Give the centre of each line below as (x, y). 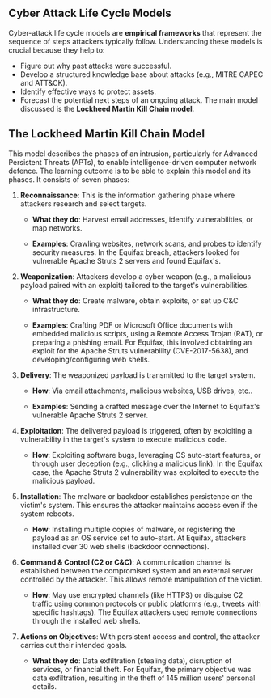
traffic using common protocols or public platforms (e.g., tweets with (146, 603)
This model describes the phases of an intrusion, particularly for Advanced (133, 154)
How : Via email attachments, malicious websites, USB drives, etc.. (142, 391)
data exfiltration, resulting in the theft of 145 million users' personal (144, 678)
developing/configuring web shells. (91, 359)
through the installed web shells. (86, 620)
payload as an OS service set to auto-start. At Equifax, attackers (139, 538)
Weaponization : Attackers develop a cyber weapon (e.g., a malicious (135, 276)
